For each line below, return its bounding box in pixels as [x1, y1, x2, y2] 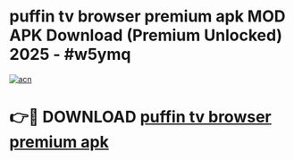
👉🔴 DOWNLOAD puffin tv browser [9, 107, 272, 127]
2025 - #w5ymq [9, 45, 131, 64]
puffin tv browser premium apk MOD [9, 6, 286, 27]
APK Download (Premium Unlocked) [9, 25, 283, 46]
